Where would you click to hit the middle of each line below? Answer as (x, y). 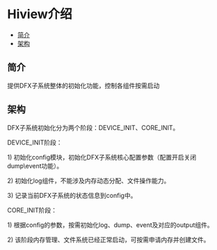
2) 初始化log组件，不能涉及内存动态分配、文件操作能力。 (89, 181)
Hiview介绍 (40, 14)
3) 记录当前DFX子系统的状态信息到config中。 (72, 195)
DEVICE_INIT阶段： (35, 142)
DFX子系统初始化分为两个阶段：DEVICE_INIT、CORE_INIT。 (93, 127)
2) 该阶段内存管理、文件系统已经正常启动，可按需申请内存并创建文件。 (108, 240)
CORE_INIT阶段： (32, 210)
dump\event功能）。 (35, 166)
